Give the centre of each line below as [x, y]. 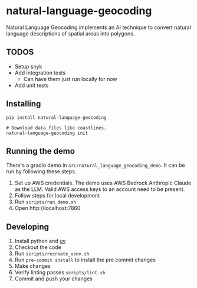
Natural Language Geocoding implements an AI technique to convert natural [99, 27]
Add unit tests [32, 85]
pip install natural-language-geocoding [57, 117]
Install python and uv [40, 241]
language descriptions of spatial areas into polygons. [70, 33]
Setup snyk [28, 66]
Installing [24, 104]
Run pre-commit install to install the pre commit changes [85, 260]
